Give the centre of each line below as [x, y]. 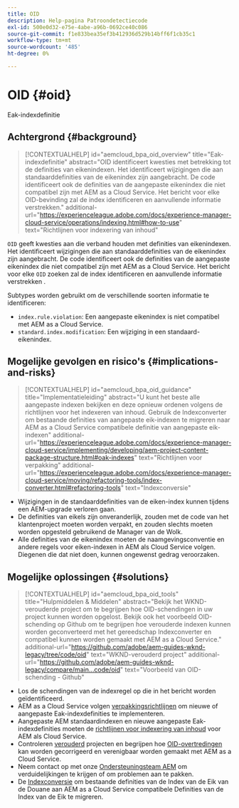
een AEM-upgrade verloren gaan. [67, 509]
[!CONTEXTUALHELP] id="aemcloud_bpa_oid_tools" [102, 594]
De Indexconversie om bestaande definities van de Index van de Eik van [123, 782]
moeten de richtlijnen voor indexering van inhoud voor [142, 729]
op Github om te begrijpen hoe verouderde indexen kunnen [144, 624]
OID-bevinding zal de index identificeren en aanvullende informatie [123, 199]
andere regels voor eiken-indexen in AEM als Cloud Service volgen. [116, 547]
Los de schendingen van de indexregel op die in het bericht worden [117, 691]
